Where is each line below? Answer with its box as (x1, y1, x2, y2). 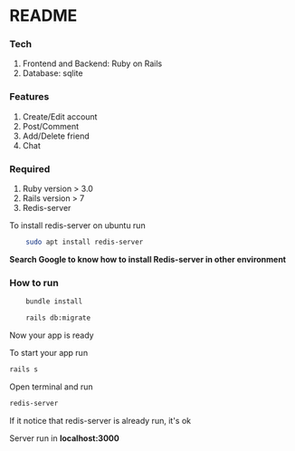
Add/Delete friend (22, 130, 90, 141)
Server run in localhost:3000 (9, 432, 119, 444)
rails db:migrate (25, 313, 91, 322)
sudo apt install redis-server (25, 237, 144, 247)
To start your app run (9, 348, 89, 358)
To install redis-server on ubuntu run (9, 220, 147, 231)
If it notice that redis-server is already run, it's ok (9, 415, 192, 426)
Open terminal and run (9, 381, 93, 392)
